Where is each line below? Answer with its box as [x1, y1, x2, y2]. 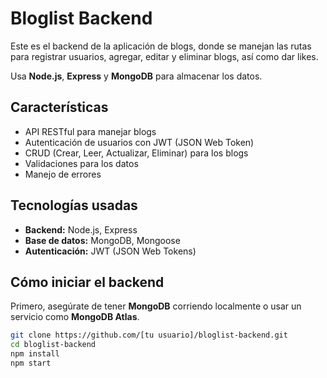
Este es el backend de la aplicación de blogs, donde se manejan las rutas [10, 40, 312, 52]
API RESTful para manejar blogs [24, 125, 157, 137]
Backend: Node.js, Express [24, 223, 138, 236]
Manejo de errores [24, 168, 102, 180]
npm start [10, 358, 52, 368]
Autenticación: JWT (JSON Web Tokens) [24, 245, 197, 257]
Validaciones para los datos [24, 157, 139, 169]
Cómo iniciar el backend [10, 273, 165, 291]
